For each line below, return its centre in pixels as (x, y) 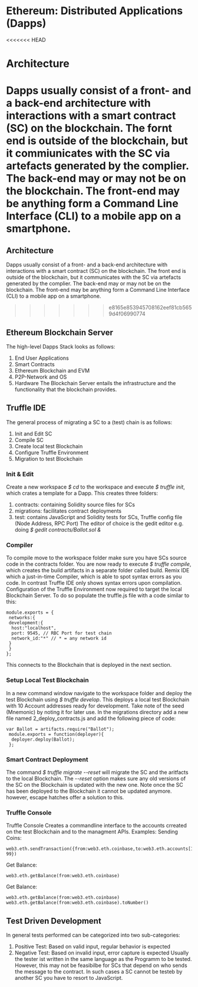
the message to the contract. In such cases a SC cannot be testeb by (98, 972)
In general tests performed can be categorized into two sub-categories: (93, 935)
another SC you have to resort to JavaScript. (69, 978)
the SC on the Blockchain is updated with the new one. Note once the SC (95, 784)
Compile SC (29, 440)
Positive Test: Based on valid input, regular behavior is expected (93, 947)
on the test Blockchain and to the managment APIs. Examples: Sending (92, 832)
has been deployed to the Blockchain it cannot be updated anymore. (89, 791)
